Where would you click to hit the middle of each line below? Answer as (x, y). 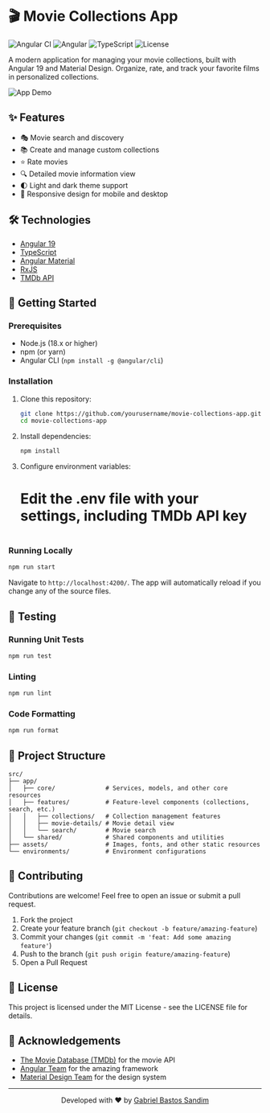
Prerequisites (35, 326)
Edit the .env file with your (109, 499)
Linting (22, 676)
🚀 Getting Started (53, 303)
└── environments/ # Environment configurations (107, 852)
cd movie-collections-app (63, 421)
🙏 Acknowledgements (65, 1041)
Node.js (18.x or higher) (59, 343)
